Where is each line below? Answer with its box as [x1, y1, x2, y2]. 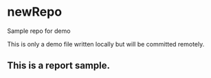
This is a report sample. [7, 60, 110, 72]
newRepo [7, 4, 63, 20]
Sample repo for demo [7, 27, 71, 35]
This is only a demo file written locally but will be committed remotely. [7, 40, 205, 48]
